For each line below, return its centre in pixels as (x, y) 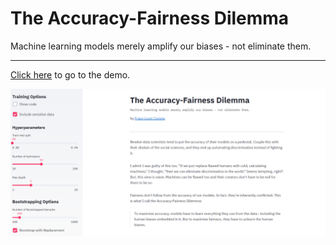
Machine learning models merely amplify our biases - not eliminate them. (161, 46)
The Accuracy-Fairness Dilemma (150, 18)
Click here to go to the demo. (70, 74)
